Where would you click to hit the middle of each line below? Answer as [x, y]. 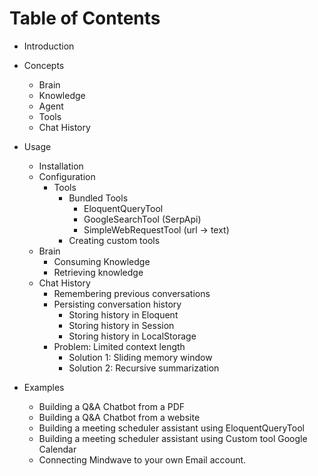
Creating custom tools [114, 240]
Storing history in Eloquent [123, 314]
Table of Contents [85, 18]
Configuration [67, 176]
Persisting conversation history [117, 304]
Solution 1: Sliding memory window [140, 357]
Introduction [49, 46]
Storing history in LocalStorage [132, 336]
